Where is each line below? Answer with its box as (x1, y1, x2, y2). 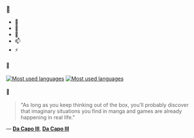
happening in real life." (20, 113, 75, 120)
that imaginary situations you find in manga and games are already (20, 108, 182, 115)
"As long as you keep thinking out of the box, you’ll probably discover (20, 101, 189, 108)
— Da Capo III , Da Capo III (6, 125, 69, 132)
